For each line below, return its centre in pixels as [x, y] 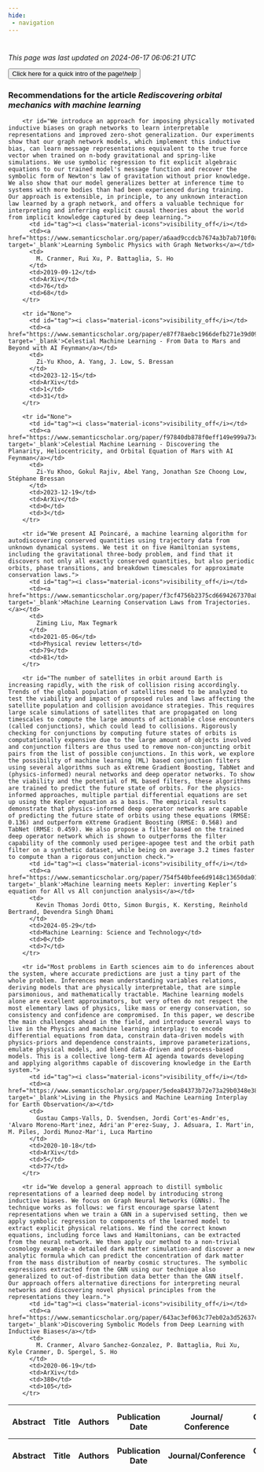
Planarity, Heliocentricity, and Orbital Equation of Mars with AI [121, 451]
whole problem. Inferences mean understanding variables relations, [123, 980]
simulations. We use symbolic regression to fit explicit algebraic [123, 162]
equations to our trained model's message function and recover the [123, 169]
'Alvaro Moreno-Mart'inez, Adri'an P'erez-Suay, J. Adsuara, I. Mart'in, [132, 1125]
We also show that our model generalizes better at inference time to [126, 183]
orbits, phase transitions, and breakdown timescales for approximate [126, 568]
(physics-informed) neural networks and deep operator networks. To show [132, 774]
